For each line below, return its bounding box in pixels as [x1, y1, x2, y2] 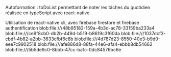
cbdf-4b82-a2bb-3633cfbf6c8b [5, 36, 74, 42]
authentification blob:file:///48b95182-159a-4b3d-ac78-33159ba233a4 [5, 25, 155, 31]
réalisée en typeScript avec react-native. [5, 10, 91, 16]
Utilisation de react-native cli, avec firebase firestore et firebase [5, 20, 139, 25]
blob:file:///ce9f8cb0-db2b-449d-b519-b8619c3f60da [5, 31, 120, 36]
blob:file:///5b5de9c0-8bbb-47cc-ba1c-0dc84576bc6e [5, 47, 121, 52]
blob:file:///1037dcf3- [120, 31, 166, 36]
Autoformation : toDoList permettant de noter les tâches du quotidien [5, 5, 151, 10]
